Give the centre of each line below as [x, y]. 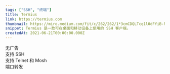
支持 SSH [15, 54]
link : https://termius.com [34, 19]
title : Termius [21, 14]
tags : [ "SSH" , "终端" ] [28, 10]
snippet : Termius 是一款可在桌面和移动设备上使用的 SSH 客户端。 [68, 28]
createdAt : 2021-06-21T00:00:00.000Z [45, 33]
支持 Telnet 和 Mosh [26, 60]
